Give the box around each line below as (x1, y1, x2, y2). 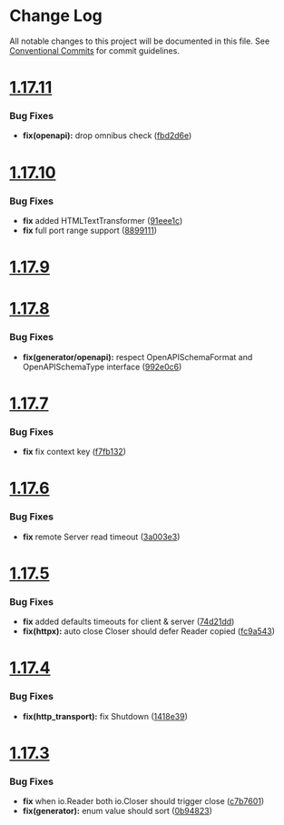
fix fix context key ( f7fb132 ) (22, 447, 127, 458)
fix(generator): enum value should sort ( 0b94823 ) (22, 806, 213, 816)
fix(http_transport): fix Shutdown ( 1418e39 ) (22, 710, 189, 721)
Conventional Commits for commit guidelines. (9, 45, 180, 55)
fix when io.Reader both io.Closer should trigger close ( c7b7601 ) (22, 796, 265, 806)
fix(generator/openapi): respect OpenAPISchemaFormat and (22, 351, 253, 362)
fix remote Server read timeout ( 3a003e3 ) (22, 531, 181, 542)
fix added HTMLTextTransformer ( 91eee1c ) (22, 215, 183, 226)
